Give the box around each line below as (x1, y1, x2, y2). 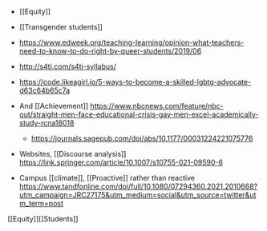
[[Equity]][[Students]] (7, 214, 79, 223)
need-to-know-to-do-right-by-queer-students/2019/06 (18, 46, 202, 55)
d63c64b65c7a (18, 86, 71, 95)
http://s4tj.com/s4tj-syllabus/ (18, 62, 117, 71)
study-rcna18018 (18, 118, 75, 127)
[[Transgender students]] (18, 22, 103, 31)
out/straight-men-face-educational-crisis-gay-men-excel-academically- (18, 110, 259, 119)
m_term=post (18, 199, 64, 208)
